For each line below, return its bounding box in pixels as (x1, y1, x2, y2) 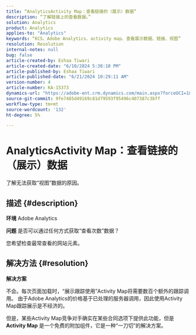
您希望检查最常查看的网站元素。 (6, 240, 83, 247)
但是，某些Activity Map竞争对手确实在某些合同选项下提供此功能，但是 (6, 315, 174, 322)
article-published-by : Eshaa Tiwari (6, 69, 95, 74)
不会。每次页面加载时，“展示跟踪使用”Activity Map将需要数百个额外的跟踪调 (6, 288, 189, 295)
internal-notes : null (6, 47, 59, 53)
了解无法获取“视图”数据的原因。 (6, 179, 83, 186)
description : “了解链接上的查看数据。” (6, 14, 92, 20)
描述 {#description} (6, 198, 79, 208)
